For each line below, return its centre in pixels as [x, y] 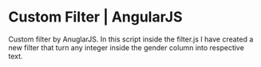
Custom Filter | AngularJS [95, 17]
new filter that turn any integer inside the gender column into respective [127, 47]
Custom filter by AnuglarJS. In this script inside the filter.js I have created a [131, 39]
